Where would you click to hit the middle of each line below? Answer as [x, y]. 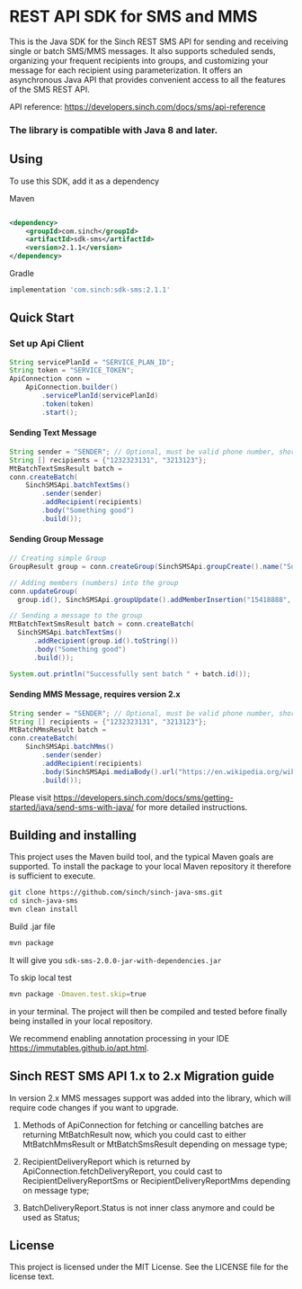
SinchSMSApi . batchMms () [70, 747]
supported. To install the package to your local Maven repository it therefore [151, 867]
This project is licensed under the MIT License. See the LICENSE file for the [149, 1267]
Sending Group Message [57, 539]
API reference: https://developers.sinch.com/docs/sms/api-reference [138, 106]
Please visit [31, 798]
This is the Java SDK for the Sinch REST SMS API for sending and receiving [149, 41]
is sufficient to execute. [53, 876]
